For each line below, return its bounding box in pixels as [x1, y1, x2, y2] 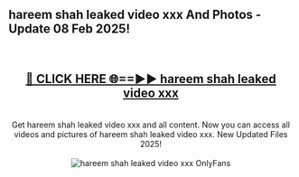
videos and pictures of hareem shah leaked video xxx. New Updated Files [14, 128, 288, 139]
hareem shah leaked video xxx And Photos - [8, 7, 262, 23]
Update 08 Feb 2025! [8, 22, 131, 37]
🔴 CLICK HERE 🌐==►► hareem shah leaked [25, 71, 276, 87]
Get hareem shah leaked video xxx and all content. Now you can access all [11, 119, 291, 130]
